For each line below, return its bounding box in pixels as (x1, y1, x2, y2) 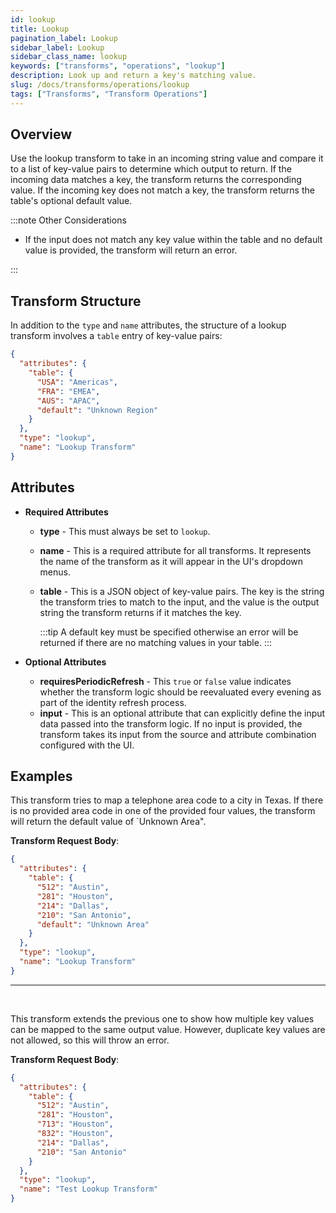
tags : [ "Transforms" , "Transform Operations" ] (10, 89, 208, 99)
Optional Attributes (24, 656, 107, 668)
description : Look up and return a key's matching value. (10, 71, 257, 81)
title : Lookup (10, 24, 70, 34)
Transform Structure (10, 292, 142, 310)
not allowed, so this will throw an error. (10, 1034, 170, 1046)
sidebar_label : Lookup (10, 42, 105, 53)
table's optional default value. (10, 195, 133, 207)
